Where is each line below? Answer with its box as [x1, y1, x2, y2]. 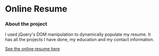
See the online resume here [5, 46, 60, 52]
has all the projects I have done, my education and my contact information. [5, 37, 154, 42]
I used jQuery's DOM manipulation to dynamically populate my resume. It [5, 31, 151, 37]
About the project [5, 21, 48, 28]
